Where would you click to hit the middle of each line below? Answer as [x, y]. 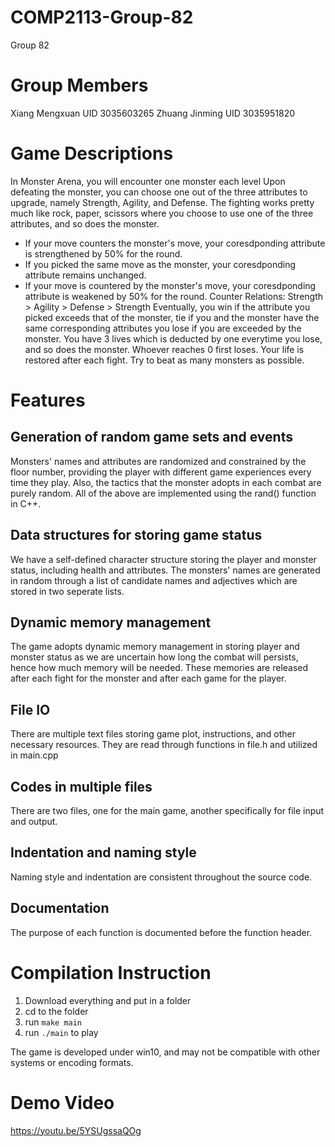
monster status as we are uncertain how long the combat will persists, [154, 657]
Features [48, 400]
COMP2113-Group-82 [102, 17]
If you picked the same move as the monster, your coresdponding [160, 264]
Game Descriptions [92, 153]
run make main [53, 1022]
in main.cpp [34, 755]
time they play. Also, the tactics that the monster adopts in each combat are [166, 482]
